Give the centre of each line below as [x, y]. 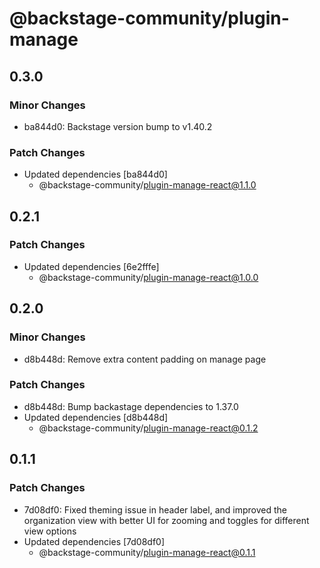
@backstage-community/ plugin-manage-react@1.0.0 [148, 277]
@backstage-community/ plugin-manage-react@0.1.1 [147, 552]
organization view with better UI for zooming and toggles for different [166, 520]
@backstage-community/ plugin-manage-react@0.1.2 [148, 428]
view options [50, 531]
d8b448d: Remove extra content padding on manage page [145, 359]
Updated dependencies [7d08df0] [94, 541]
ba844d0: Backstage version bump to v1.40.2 [118, 126]
